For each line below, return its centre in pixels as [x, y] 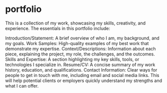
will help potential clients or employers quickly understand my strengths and [84, 80]
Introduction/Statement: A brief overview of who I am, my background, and [82, 38]
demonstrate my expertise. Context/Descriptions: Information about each [80, 48]
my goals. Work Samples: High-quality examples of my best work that [77, 43]
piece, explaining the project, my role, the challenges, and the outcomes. [80, 54]
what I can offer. [22, 85]
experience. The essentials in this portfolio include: [58, 28]
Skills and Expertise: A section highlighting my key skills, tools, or [72, 59]
